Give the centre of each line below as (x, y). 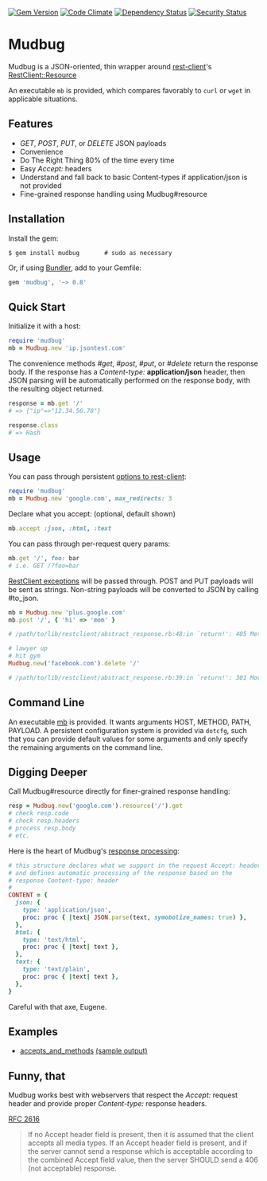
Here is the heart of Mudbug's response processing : (94, 851)
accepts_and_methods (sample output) (84, 1051)
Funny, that (37, 1076)
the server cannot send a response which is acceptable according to (140, 1152)
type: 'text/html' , (55, 940)
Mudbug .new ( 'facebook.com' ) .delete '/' (74, 664)
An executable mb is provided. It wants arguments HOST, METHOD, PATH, (130, 722)
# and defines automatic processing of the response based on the (120, 873)
